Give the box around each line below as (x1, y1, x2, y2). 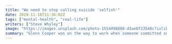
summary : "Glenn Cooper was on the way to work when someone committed (5, 31, 161, 36)
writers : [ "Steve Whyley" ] (5, 21, 63, 27)
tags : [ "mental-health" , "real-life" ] (5, 17, 88, 22)
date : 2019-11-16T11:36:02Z (5, 12, 66, 17)
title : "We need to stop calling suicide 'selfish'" (5, 7, 120, 13)
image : (5, 26, 19, 31)
